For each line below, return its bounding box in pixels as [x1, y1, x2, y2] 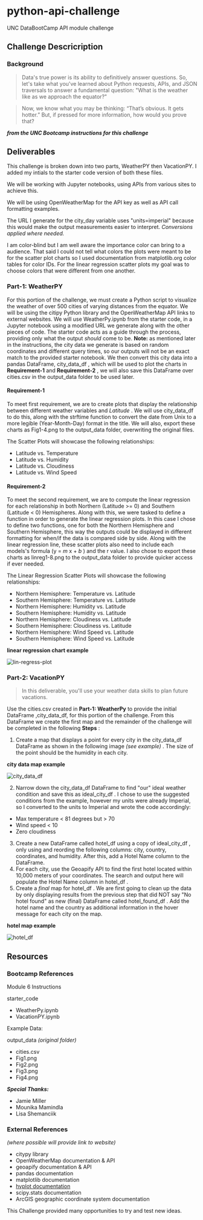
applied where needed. [7, 230, 65, 237]
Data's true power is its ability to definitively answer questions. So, [21, 74, 188, 81]
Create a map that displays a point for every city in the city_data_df [15, 736, 182, 744]
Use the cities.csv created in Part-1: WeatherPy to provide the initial [7, 705, 177, 712]
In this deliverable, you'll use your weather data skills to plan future [21, 687, 188, 694]
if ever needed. [7, 560, 45, 567]
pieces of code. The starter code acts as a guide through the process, [7, 328, 181, 335]
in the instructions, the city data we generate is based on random [7, 341, 169, 348]
